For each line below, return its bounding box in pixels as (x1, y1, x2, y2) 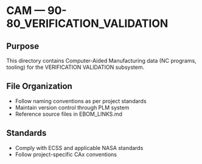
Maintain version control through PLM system (15, 104, 130, 111)
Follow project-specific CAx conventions (15, 151, 117, 158)
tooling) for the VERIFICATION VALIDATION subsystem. (6, 63, 145, 71)
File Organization (6, 81, 73, 91)
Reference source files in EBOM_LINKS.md (15, 110, 123, 118)
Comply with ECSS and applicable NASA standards (15, 144, 144, 151)
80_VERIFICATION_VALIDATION (6, 16, 169, 30)
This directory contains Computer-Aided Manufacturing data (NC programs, (6, 57, 197, 64)
